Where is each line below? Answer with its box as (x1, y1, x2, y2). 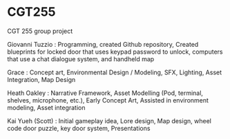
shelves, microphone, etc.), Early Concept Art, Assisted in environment (7, 96, 209, 104)
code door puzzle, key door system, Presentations (7, 124, 151, 132)
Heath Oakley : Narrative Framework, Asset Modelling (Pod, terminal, (7, 89, 204, 97)
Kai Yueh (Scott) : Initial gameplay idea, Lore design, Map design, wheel (7, 116, 212, 125)
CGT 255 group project (7, 27, 73, 35)
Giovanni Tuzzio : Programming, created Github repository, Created (7, 40, 199, 48)
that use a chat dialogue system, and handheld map (7, 54, 155, 63)
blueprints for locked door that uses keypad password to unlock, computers (7, 47, 223, 56)
